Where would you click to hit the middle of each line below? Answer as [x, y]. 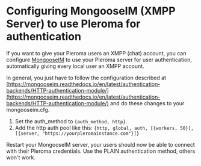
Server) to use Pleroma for [73, 24]
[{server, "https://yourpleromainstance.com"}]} [77, 134]
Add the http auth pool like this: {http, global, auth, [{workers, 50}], [104, 128]
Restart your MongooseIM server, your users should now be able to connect [101, 144]
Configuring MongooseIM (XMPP [91, 11]
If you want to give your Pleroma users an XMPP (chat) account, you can [96, 53]
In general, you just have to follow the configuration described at [86, 78]
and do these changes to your [147, 103]
